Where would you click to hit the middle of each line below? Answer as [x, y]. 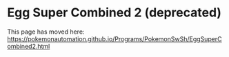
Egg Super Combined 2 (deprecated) [114, 13]
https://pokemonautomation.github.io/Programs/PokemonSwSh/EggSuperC [114, 38]
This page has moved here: [46, 32]
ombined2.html [29, 46]
